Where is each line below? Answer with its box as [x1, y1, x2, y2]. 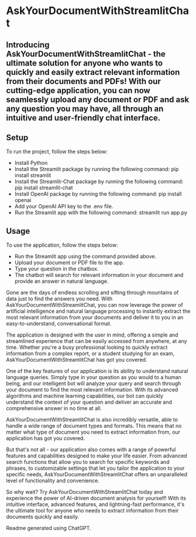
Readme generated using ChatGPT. [6, 525, 92, 532]
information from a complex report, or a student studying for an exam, [6, 350, 175, 357]
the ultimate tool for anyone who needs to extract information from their [6, 507, 179, 514]
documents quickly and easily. [6, 513, 80, 521]
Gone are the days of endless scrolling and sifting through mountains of [6, 289, 179, 296]
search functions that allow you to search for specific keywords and [6, 459, 170, 466]
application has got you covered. [6, 435, 85, 442]
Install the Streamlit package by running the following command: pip [14, 165, 179, 173]
